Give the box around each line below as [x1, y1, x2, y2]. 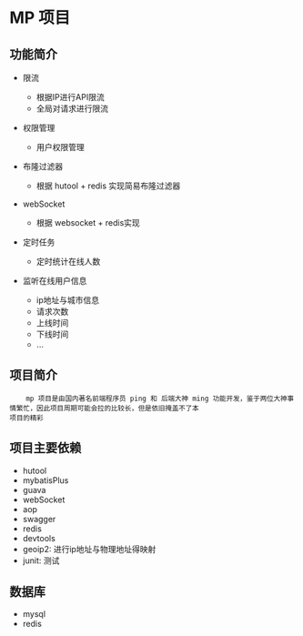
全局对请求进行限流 [35, 103, 109, 114]
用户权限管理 [35, 142, 85, 152]
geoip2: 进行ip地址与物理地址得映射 [22, 543, 157, 554]
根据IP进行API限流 [35, 92, 105, 102]
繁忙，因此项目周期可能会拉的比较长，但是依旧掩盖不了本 [15, 403, 199, 413]
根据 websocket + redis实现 [35, 217, 141, 227]
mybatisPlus [22, 474, 69, 486]
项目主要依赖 [9, 440, 82, 456]
